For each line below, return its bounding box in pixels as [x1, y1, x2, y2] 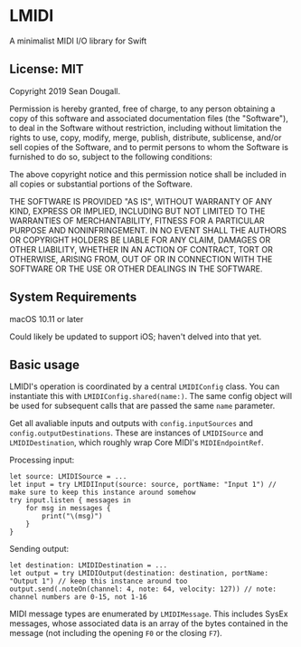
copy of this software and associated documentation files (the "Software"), [9, 112, 289, 123]
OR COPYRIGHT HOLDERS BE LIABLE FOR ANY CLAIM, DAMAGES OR [9, 234, 271, 245]
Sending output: [9, 544, 70, 555]
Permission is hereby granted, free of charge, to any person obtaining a [9, 103, 276, 114]
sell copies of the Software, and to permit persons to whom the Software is [9, 141, 289, 152]
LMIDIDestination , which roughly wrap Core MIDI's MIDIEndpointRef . [9, 437, 264, 448]
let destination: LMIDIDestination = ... [9, 561, 168, 570]
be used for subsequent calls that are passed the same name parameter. [9, 400, 276, 412]
